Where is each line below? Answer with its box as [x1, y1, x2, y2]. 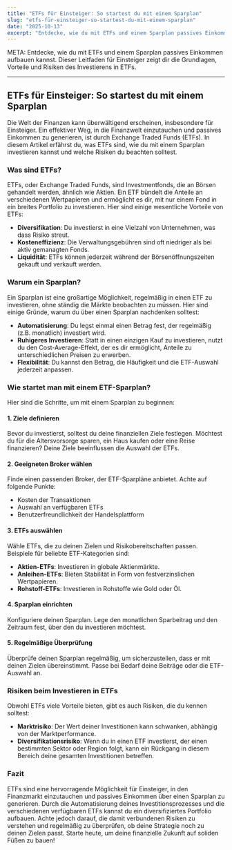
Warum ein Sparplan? [7, 278, 81, 287]
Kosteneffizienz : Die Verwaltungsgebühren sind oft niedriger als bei [17, 238, 212, 247]
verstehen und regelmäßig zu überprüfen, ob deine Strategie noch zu [7, 821, 205, 829]
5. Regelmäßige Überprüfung [7, 639, 93, 647]
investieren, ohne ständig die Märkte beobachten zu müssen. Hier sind [7, 300, 209, 309]
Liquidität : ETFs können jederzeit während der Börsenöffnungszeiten [17, 253, 215, 261]
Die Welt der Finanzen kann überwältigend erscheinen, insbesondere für [7, 119, 214, 127]
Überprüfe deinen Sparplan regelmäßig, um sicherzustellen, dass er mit [7, 654, 211, 662]
